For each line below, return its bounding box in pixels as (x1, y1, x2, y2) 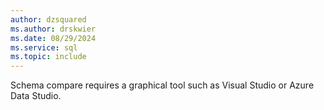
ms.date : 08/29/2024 (10, 33, 97, 43)
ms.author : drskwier (10, 24, 97, 34)
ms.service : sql (10, 42, 78, 53)
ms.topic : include (10, 52, 87, 62)
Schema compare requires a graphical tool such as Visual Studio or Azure (10, 79, 315, 91)
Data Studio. (10, 90, 62, 102)
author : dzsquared (10, 14, 87, 25)
